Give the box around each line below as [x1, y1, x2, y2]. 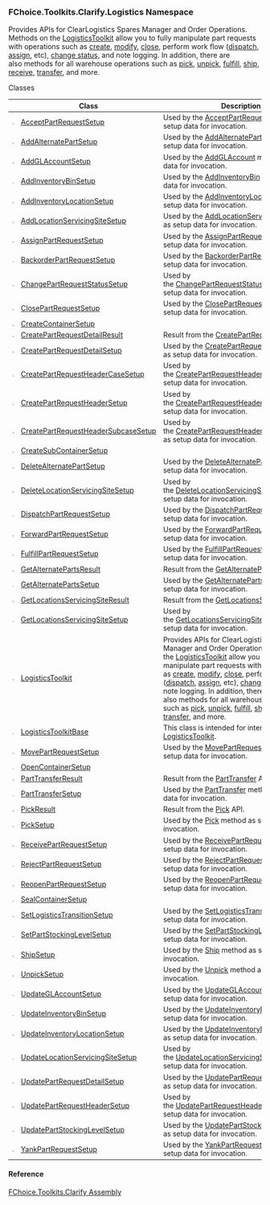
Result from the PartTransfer [163, 774, 257, 783]
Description [220, 101, 261, 110]
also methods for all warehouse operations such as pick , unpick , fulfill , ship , [8, 59, 260, 68]
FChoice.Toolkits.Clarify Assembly [8, 1187, 122, 1197]
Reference [8, 1170, 44, 1179]
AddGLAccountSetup [20, 156, 91, 167]
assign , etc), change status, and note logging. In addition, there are [8, 51, 231, 60]
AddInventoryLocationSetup [20, 196, 114, 205]
